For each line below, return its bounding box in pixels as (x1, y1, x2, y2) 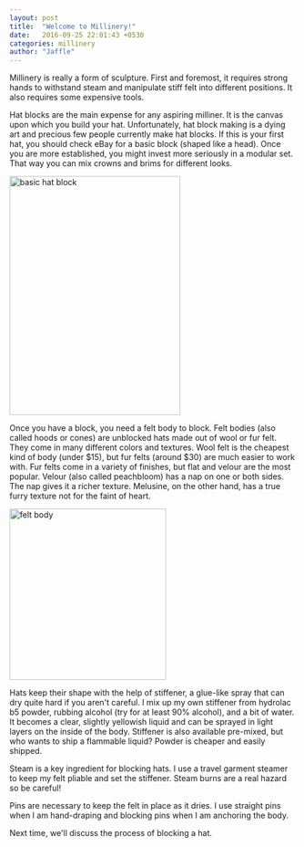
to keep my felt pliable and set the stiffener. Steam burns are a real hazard (9, 773, 287, 784)
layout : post (9, 13, 59, 23)
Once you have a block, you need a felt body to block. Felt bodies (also (9, 423, 276, 434)
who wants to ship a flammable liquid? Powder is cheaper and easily (9, 736, 266, 747)
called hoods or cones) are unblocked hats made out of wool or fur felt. (9, 433, 278, 444)
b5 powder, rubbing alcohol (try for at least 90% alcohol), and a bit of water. (9, 706, 295, 717)
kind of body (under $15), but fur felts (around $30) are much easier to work (9, 452, 296, 463)
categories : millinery (9, 38, 96, 48)
